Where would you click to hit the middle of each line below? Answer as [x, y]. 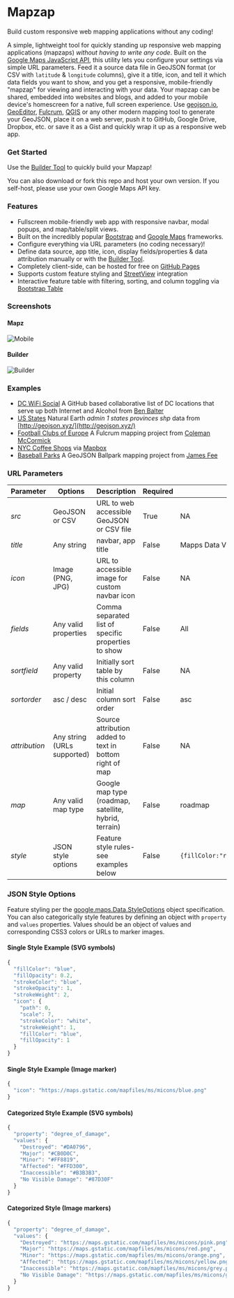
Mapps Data [200, 545]
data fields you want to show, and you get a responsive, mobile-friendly [110, 82]
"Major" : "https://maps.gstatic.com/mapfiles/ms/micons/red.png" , [118, 1249]
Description [116, 492]
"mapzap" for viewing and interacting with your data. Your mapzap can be [114, 89]
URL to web [115, 503]
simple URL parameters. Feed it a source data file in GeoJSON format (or [111, 67]
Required [158, 492]
